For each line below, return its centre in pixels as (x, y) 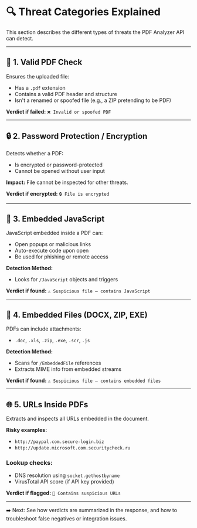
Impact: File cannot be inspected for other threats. (67, 182)
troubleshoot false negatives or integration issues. (67, 519)
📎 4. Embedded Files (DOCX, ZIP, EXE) (77, 315)
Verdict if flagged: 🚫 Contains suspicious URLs (64, 493)
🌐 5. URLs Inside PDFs (47, 405)
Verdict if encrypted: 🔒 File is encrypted (58, 193)
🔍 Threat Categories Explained (84, 12)
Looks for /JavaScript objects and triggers (66, 280)
